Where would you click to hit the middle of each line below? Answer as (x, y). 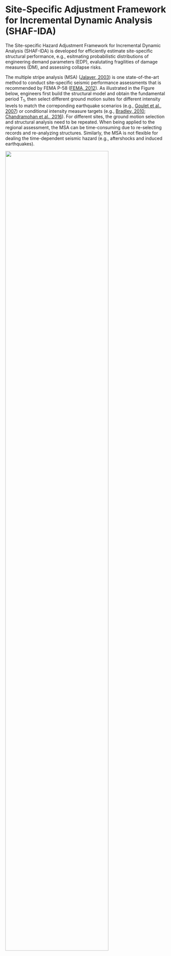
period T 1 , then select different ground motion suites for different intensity (83, 99)
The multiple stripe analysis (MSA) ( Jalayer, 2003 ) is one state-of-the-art (82, 77)
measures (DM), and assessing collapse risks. (54, 67)
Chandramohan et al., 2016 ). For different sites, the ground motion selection (85, 116)
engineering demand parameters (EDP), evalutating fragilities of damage (82, 62)
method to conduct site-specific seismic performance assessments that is (83, 83)
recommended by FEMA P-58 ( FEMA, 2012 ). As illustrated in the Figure (80, 88)
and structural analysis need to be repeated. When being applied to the (80, 122)
